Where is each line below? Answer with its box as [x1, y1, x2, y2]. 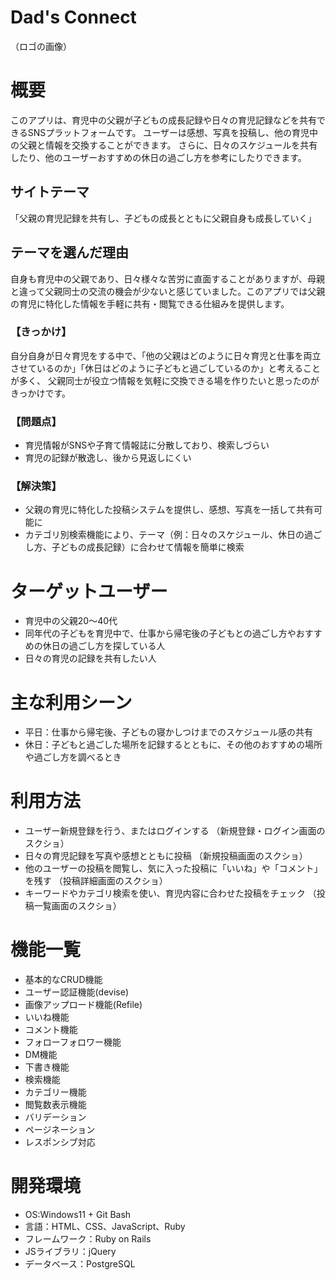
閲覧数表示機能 [24, 1099, 87, 1111]
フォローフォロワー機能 [24, 1036, 122, 1048]
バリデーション [24, 1111, 87, 1123]
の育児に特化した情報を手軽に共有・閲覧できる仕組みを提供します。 [10, 297, 290, 310]
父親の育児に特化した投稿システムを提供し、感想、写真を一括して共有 [24, 504, 314, 516]
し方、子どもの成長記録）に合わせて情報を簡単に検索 [24, 541, 245, 553]
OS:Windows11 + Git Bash [24, 1209, 132, 1221]
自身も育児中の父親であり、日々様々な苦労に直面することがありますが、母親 [10, 272, 326, 285]
